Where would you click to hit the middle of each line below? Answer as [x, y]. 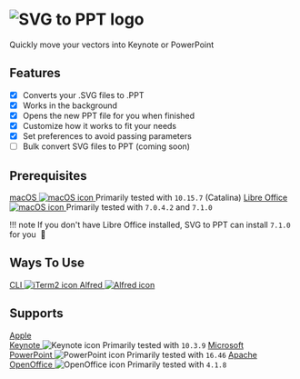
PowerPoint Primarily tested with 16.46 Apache [133, 354]
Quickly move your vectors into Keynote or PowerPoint [112, 45]
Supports [36, 314]
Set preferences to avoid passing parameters [107, 136]
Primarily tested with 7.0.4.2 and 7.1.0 [139, 207]
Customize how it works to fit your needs [100, 125]
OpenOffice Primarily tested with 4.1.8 [118, 364]
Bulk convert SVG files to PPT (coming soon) [106, 146]
